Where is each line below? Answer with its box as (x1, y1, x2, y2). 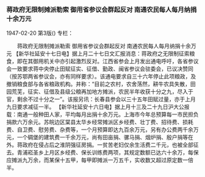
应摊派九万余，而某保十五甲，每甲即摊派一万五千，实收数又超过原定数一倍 (6, 156, 193, 164)
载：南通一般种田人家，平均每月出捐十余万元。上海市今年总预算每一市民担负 (6, 111, 199, 118)
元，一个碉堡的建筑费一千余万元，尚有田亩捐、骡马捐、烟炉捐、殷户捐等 (6, 134, 188, 141)
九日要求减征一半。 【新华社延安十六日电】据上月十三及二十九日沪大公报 (6, 103, 190, 111)
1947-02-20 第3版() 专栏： (6, 29, 74, 37)
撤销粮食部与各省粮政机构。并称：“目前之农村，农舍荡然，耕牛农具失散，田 (6, 80, 196, 88)
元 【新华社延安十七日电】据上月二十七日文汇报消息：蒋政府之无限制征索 (6, 50, 190, 57)
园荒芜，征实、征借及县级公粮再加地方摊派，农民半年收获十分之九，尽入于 (6, 88, 193, 95)
